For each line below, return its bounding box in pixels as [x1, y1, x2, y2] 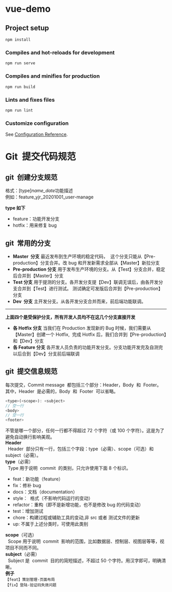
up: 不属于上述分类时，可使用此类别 [12, 521, 89, 527]
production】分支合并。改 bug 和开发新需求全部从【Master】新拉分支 [12, 260, 160, 266]
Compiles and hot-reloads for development [5, 49, 115, 56]
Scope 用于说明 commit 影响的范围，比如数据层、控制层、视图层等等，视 [7, 538, 165, 545]
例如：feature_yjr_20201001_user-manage [5, 194, 94, 200]
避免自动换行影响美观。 [5, 434, 55, 440]
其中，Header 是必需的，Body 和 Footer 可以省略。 [5, 388, 119, 394]
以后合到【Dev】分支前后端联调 [12, 350, 80, 357]
